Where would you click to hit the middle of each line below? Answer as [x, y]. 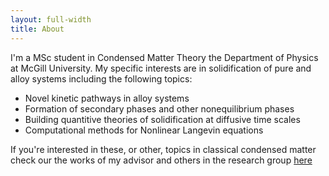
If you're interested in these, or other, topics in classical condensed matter [163, 149]
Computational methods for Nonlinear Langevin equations [144, 130]
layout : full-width [51, 19]
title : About [37, 29]
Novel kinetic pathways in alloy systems [107, 98]
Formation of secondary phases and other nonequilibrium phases [159, 108]
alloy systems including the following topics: [101, 78]
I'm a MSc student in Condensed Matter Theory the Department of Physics [164, 57]
